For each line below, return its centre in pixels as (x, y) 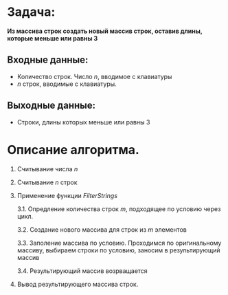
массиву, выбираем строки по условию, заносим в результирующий (118, 250)
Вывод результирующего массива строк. (78, 284)
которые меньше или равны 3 (53, 38)
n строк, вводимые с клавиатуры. (67, 84)
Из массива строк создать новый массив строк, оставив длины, (105, 31)
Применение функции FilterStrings (67, 195)
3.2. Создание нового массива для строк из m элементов (102, 229)
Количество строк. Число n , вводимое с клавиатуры (94, 76)
